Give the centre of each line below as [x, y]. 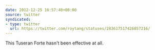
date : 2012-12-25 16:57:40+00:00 [41, 10]
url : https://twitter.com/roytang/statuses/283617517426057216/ [80, 29]
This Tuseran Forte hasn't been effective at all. [54, 43]
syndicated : [18, 19]
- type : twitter [23, 24]
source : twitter [23, 15]
